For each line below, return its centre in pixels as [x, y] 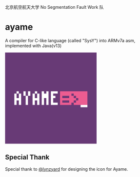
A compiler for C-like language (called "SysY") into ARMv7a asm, [70, 40]
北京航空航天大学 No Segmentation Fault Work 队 [54, 7]
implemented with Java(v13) [33, 46]
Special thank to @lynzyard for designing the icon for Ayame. [67, 169]
